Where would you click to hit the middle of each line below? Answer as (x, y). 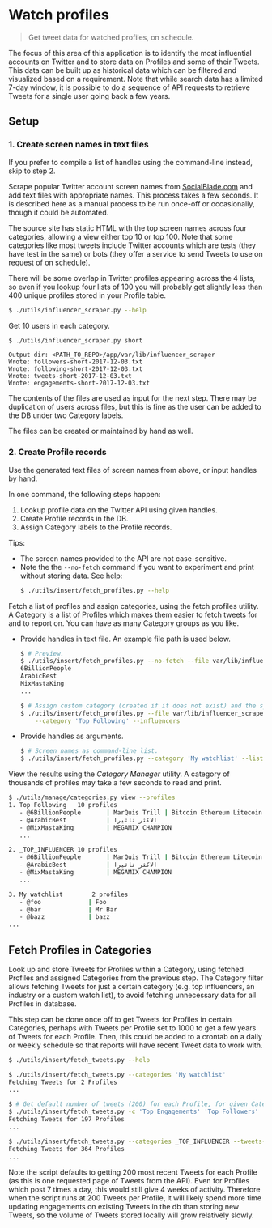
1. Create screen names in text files (79, 145)
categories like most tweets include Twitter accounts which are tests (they (132, 245)
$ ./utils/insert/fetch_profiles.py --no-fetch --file (115, 661)
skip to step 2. (32, 171)
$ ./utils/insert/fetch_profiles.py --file (95, 713)
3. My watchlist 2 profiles (68, 894)
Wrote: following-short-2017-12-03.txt (76, 369)
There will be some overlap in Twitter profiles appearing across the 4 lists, (132, 278)
